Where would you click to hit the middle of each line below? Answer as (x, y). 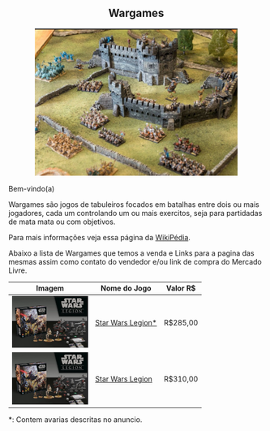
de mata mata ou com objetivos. (62, 222)
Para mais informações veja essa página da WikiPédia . (99, 237)
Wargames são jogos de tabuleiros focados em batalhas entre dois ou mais (134, 204)
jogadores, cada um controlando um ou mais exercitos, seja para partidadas (135, 213)
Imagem (50, 288)
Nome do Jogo (126, 288)
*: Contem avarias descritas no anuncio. (75, 420)
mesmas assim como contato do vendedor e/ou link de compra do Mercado (135, 261)
